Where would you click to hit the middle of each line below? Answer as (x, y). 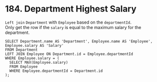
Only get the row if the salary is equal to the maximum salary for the (73, 27)
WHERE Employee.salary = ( (32, 58)
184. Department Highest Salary (71, 9)
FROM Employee (24, 67)
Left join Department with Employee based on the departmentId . (68, 22)
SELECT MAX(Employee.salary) (39, 62)
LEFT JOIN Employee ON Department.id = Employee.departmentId (69, 54)
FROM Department (21, 50)
